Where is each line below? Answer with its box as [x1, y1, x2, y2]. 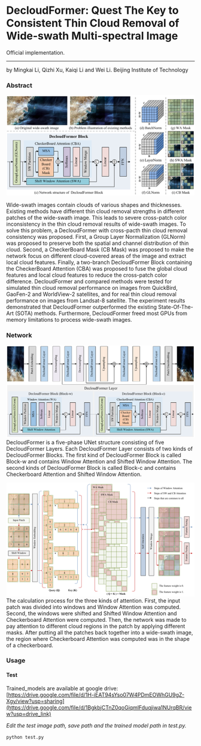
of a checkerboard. [6, 642, 54, 649]
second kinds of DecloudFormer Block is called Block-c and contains [6, 465, 176, 472]
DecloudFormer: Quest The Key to [6, 4, 179, 17]
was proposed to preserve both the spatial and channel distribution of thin [6, 239, 189, 247]
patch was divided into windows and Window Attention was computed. [6, 603, 181, 610]
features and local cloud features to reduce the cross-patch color [6, 271, 167, 279]
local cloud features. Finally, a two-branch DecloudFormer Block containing [6, 259, 193, 266]
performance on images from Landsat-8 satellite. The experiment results [6, 297, 185, 304]
